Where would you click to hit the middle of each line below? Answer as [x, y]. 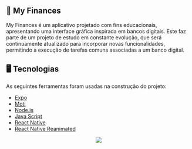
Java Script [28, 116]
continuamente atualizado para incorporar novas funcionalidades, [86, 43]
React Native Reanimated [45, 128]
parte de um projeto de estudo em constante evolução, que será [84, 37]
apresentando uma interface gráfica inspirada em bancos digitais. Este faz [96, 31]
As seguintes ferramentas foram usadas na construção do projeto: [86, 86]
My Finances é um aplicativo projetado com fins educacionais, [82, 25]
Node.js [24, 110]
